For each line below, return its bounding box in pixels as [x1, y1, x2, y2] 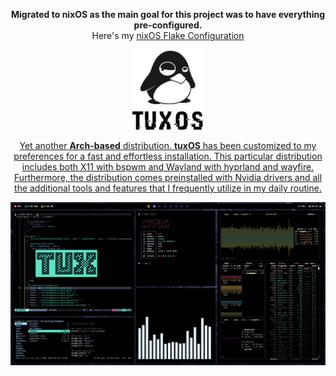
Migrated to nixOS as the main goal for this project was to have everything [10, 9, 326, 20]
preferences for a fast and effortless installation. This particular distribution [13, 150, 323, 162]
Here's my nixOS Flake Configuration [91, 30, 245, 41]
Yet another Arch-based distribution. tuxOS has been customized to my [19, 140, 317, 151]
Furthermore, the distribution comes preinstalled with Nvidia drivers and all [13, 172, 323, 183]
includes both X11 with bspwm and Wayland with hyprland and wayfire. [21, 161, 315, 173]
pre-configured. [133, 19, 203, 31]
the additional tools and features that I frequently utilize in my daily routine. [14, 182, 322, 194]
